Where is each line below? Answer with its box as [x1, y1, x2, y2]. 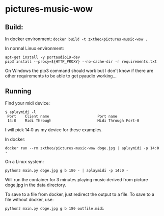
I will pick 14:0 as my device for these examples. [5, 126, 103, 133]
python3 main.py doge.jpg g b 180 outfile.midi [5, 206, 105, 211]
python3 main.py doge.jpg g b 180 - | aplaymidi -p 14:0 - [5, 168, 129, 173]
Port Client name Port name [7, 114, 118, 119]
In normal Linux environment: [5, 46, 64, 51]
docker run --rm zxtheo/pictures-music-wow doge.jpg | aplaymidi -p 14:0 [5, 145, 160, 150]
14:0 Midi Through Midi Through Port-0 [7, 118, 139, 123]
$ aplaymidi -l [5, 109, 36, 115]
